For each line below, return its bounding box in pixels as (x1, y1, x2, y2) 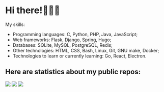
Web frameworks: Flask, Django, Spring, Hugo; (12, 37, 112, 43)
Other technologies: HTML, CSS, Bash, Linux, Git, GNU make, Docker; (12, 47, 159, 53)
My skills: (5, 21, 25, 27)
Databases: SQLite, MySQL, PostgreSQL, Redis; (12, 42, 113, 48)
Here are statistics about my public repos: (5, 68, 141, 76)
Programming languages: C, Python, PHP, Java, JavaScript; (12, 31, 138, 37)
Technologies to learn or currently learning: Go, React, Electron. (12, 53, 147, 59)
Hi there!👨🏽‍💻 (5, 5, 60, 16)
